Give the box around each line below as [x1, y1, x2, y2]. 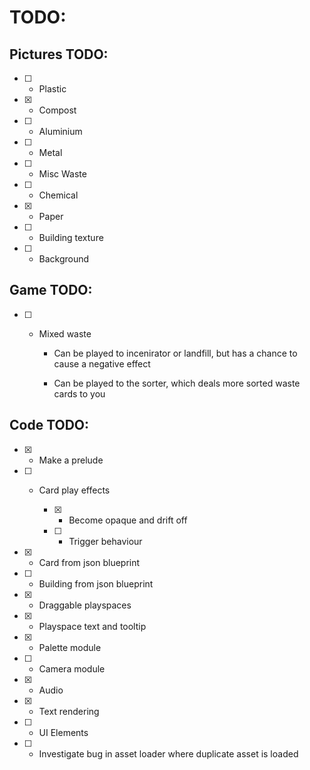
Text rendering [38, 705, 100, 717]
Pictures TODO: [9, 46, 109, 63]
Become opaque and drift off [68, 514, 188, 526]
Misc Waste [38, 168, 87, 180]
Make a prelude [38, 454, 104, 466]
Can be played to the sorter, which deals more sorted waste [53, 377, 301, 389]
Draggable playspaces [38, 599, 132, 611]
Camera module [38, 662, 106, 675]
